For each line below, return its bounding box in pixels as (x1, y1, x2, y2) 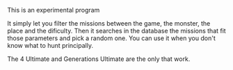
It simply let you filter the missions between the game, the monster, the (7, 19, 211, 27)
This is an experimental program (7, 6, 100, 14)
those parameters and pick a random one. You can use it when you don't (7, 34, 216, 42)
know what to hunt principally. (7, 42, 94, 49)
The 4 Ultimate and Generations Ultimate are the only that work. (7, 55, 191, 63)
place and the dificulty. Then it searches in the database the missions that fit (7, 27, 226, 35)
